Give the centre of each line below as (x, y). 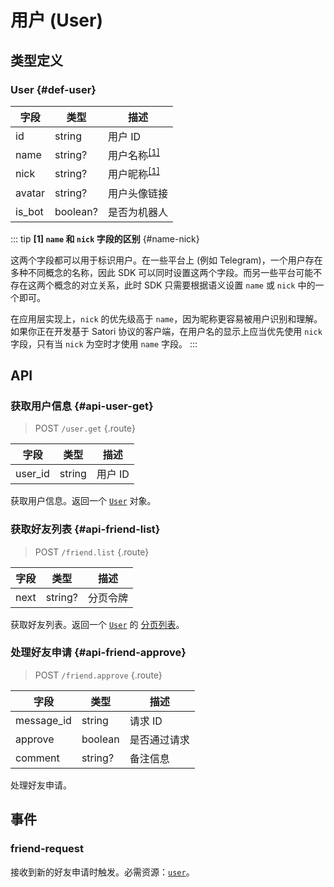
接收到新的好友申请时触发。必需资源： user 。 (102, 872)
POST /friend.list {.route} (92, 552)
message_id (43, 720)
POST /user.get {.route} (85, 428)
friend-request (47, 849)
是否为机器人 (137, 212)
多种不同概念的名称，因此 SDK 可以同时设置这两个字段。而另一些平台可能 (162, 272)
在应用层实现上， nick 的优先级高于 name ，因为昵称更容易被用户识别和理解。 (166, 318)
